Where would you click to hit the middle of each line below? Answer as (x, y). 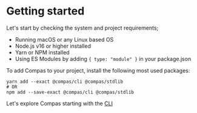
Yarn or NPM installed (42, 52)
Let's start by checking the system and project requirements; (82, 28)
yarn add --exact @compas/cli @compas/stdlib (65, 82)
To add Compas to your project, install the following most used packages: (98, 70)
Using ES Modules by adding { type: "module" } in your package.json (103, 59)
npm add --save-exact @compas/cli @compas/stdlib (70, 92)
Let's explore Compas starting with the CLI (60, 103)
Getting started (45, 11)
